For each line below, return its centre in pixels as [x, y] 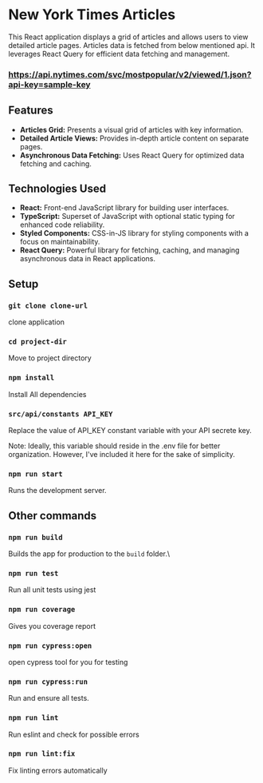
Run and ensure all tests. [49, 698]
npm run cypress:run [48, 682]
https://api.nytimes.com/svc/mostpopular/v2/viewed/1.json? [130, 74]
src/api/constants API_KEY [61, 414]
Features [31, 111]
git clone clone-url [48, 306]
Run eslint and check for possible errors [74, 734]
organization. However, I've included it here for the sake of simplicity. [122, 455]
